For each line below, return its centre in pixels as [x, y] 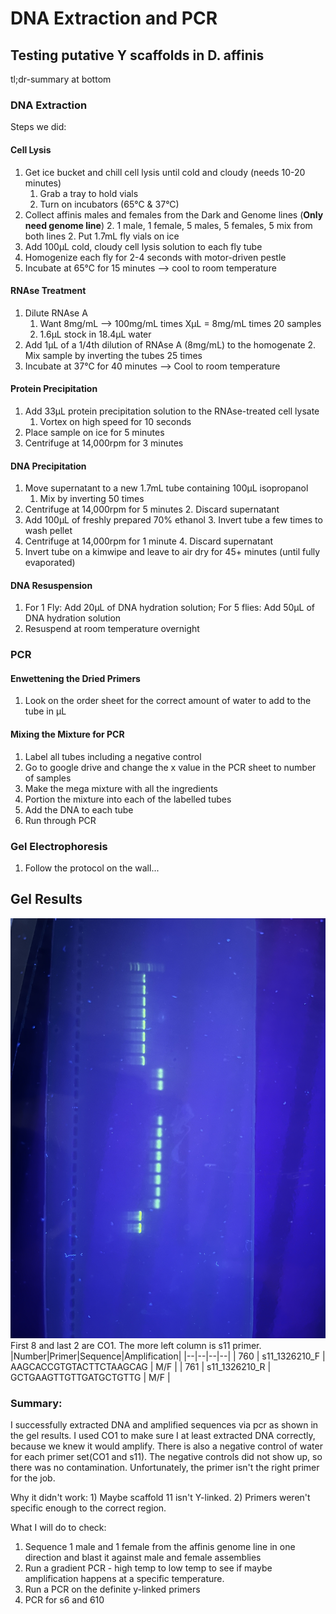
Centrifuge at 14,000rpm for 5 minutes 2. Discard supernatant [152, 509]
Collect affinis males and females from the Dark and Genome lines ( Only [174, 214]
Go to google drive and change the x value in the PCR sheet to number [170, 767]
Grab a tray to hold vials [89, 193]
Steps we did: [38, 127]
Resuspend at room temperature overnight [112, 629]
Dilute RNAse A [56, 313]
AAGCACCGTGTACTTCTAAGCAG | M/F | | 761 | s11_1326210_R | [141, 1366]
